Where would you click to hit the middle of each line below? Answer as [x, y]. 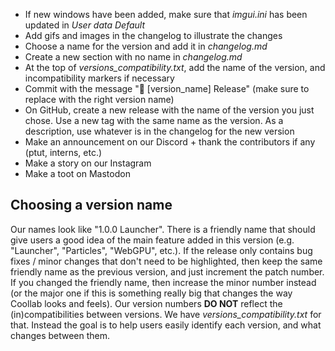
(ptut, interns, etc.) [63, 152]
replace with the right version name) [99, 99]
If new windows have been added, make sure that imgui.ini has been [166, 14]
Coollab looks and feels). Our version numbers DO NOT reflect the [146, 303]
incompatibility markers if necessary [99, 78]
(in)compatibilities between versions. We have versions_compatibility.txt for [166, 314]
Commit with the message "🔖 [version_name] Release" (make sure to [167, 88]
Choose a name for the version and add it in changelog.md [146, 46]
